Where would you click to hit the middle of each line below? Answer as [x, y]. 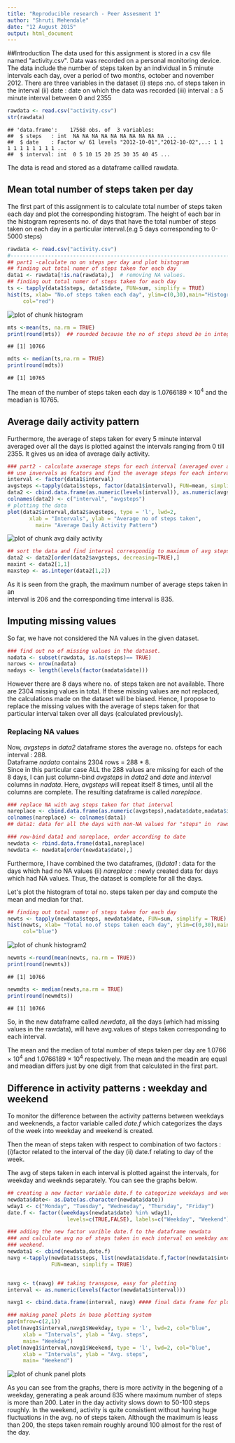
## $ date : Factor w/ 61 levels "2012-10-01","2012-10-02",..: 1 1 [115, 142]
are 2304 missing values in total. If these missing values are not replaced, [113, 691]
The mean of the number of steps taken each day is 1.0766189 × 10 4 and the [117, 392]
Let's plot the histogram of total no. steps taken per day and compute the [113, 892]
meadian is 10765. [33, 400]
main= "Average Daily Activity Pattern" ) [97, 525]
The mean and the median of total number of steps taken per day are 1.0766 [117, 1050]
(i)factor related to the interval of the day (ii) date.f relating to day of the [110, 1152]
